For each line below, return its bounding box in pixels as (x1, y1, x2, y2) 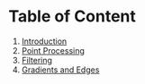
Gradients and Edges (21, 64, 100, 75)
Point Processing (21, 45, 85, 55)
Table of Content (8, 6, 137, 27)
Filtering (21, 55, 53, 65)
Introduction (21, 36, 68, 46)
